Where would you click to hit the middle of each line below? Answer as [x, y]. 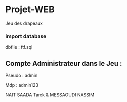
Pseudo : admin [21, 75]
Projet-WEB [30, 9]
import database [26, 36]
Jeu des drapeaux [24, 23]
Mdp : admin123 [22, 85]
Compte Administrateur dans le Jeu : [64, 63]
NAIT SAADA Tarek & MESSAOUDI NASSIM [50, 95]
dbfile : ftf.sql [19, 47]
